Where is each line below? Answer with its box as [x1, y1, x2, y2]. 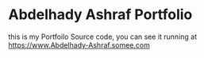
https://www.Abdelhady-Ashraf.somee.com [8, 40, 151, 49]
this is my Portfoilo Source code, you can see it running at [8, 32, 198, 41]
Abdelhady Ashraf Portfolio [8, 6, 193, 24]
